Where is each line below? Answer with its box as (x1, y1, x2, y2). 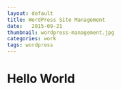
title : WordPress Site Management (7, 16, 106, 23)
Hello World (7, 71, 75, 87)
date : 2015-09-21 (7, 22, 63, 29)
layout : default (7, 10, 53, 17)
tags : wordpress (7, 42, 53, 48)
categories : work (7, 35, 57, 42)
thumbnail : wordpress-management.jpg (7, 29, 115, 36)
